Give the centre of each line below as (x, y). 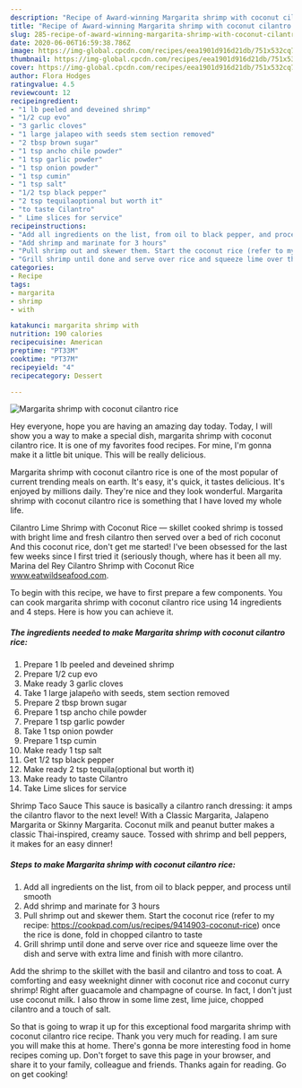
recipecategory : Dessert (56, 376)
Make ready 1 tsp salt (62, 751)
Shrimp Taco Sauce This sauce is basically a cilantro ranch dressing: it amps (151, 806)
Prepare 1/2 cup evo (60, 675)
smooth (37, 897)
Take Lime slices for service (75, 788)
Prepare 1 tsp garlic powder (74, 722)
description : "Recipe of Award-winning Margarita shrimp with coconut (145, 17)
